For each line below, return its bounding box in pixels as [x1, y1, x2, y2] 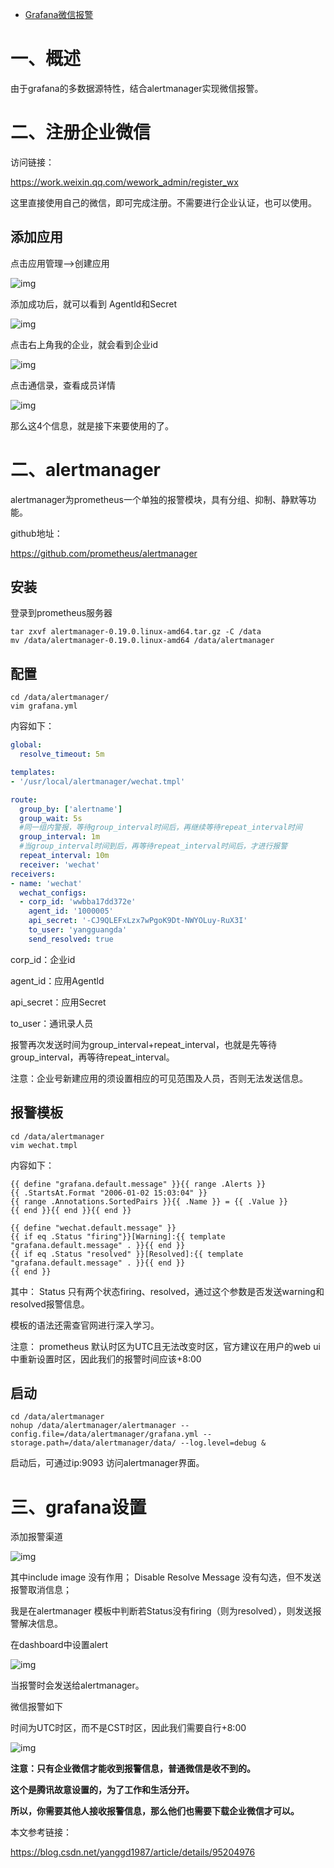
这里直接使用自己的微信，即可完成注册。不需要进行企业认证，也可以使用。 [10, 196, 317, 208]
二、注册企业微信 [10, 121, 152, 144]
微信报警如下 [10, 1701, 63, 1713]
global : [10, 740, 43, 750]
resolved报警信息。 [10, 1298, 90, 1310]
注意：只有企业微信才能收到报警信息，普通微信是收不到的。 [10, 1763, 256, 1775]
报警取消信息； [10, 1584, 72, 1596]
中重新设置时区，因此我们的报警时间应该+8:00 [10, 1353, 202, 1365]
